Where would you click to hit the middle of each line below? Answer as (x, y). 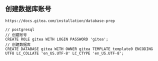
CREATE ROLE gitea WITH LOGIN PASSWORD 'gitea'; (57, 39)
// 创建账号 (16, 35)
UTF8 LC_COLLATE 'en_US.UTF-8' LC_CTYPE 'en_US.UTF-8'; (64, 53)
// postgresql (20, 29)
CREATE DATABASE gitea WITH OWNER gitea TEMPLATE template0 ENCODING (79, 49)
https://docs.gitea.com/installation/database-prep (60, 21)
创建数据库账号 (28, 9)
